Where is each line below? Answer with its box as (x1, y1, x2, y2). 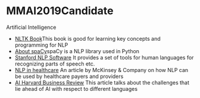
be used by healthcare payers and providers (14, 73, 124, 80)
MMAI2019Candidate (6, 4, 114, 18)
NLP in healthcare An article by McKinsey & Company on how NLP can (14, 66, 189, 73)
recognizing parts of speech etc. (14, 60, 95, 67)
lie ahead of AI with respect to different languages (14, 85, 138, 92)
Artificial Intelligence (6, 24, 57, 31)
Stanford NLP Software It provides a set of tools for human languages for (14, 54, 194, 61)
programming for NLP (14, 41, 68, 48)
